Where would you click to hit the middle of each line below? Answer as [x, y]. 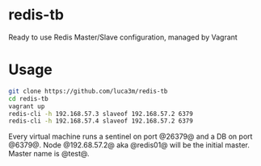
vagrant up [27, 106]
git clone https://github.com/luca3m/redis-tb [88, 91]
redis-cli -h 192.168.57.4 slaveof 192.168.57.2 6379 [101, 121]
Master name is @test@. [49, 154]
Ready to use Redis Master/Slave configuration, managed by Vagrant [123, 37]
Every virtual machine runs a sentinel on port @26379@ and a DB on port [130, 137]
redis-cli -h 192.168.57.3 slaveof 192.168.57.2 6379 [101, 114]
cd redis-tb [28, 98]
